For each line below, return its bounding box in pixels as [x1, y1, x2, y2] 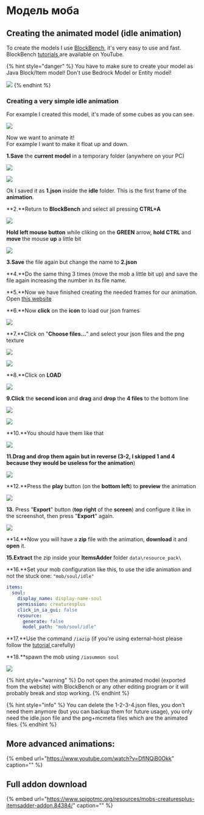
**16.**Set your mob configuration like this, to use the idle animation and [6, 566, 192, 573]
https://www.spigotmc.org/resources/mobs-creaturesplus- [46, 795, 195, 802]
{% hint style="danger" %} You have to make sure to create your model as [6, 62, 194, 70]
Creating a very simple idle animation [6, 97, 119, 105]
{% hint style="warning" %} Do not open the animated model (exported [6, 676, 186, 684]
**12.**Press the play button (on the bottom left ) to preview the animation [6, 483, 196, 490]
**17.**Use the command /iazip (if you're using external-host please [6, 635, 183, 642]
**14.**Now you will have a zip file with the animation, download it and [6, 536, 188, 543]
